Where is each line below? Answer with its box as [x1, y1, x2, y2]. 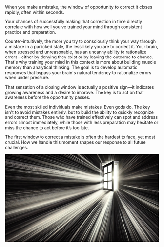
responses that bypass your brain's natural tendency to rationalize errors [5, 70, 152, 75]
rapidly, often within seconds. [5, 9, 64, 15]
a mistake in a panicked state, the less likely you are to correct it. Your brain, [5, 44, 158, 49]
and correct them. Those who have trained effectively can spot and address [5, 114, 158, 120]
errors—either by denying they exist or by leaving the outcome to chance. [5, 54, 154, 60]
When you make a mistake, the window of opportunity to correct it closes [5, 4, 153, 10]
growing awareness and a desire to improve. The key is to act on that [5, 90, 144, 95]
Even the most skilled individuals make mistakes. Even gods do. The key [5, 104, 150, 110]
